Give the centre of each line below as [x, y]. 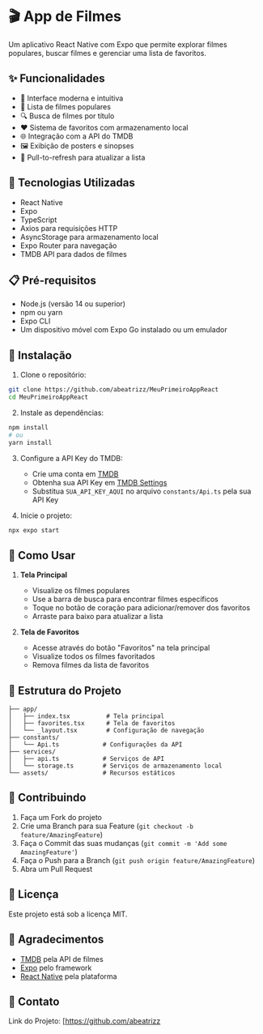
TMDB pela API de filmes [62, 959]
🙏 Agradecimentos [56, 940]
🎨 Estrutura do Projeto [65, 690]
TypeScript [38, 220]
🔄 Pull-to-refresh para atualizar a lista [83, 157]
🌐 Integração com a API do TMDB [76, 136]
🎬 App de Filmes [65, 17]
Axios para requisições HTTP [69, 228]
